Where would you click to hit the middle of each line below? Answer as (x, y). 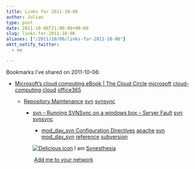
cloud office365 (62, 90)
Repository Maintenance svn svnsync (69, 101)
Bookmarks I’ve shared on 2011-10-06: (53, 72)
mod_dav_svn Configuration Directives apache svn (103, 130)
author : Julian (25, 17)
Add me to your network (64, 160)
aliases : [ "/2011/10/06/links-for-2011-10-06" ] (66, 39)
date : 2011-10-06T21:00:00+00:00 (47, 28)
